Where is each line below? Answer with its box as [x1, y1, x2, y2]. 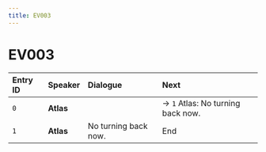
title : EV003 [8, 11, 51, 20]
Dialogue [87, 79, 123, 90]
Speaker [47, 79, 81, 90]
